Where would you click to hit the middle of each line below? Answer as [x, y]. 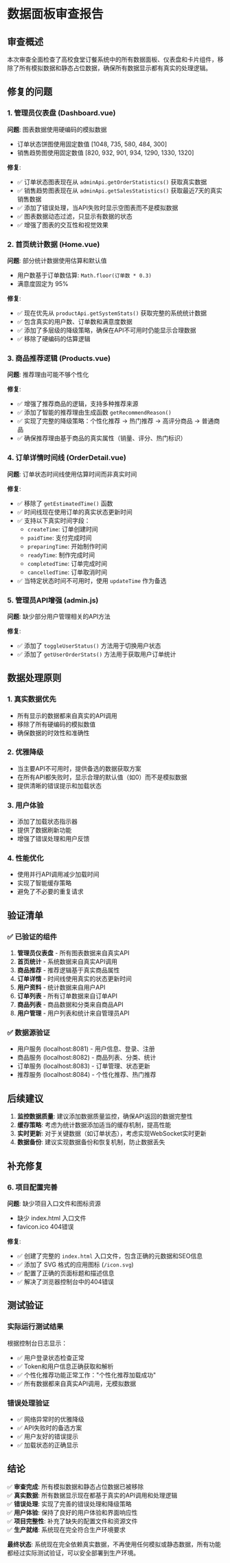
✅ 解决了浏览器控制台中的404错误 [66, 1281]
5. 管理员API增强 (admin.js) [53, 600]
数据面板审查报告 [56, 14]
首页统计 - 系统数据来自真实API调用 [67, 962]
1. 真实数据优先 [32, 699]
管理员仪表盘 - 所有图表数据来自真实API [73, 953]
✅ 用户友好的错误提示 [48, 1436]
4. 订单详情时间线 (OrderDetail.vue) [67, 458]
